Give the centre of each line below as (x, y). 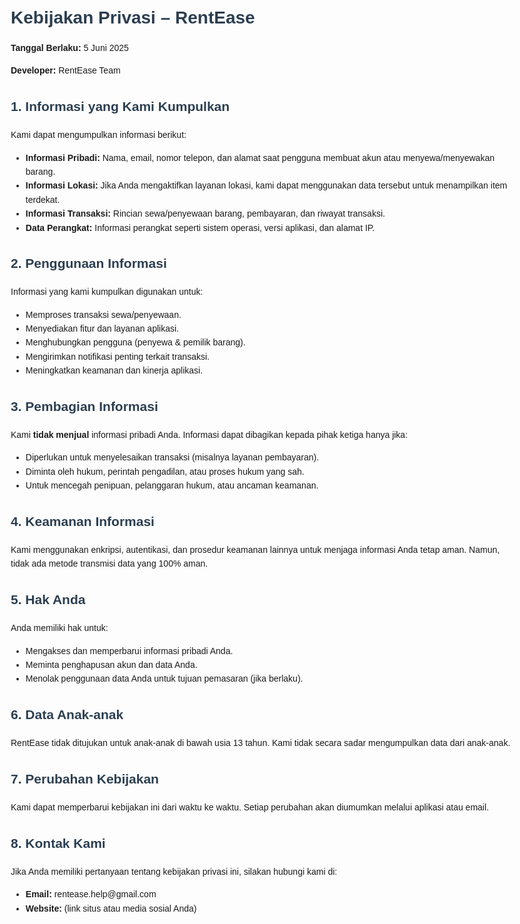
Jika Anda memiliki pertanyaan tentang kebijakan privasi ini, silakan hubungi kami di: (174, 871)
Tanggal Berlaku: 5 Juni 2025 (69, 47)
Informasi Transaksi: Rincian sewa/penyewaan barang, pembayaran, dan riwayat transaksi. (205, 214)
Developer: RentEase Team (65, 70)
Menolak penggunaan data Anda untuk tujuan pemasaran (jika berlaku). (164, 679)
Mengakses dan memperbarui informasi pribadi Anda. (129, 650)
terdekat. (43, 199)
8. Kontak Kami (58, 843)
